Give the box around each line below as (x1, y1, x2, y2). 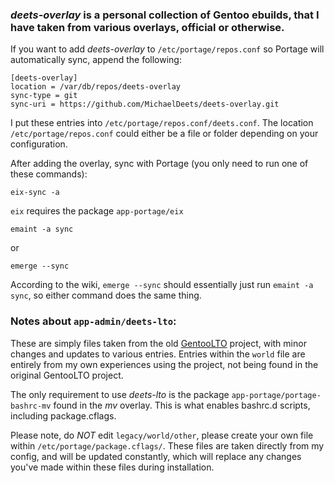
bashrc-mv (10, 401, 52, 411)
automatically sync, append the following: (10, 54, 182, 66)
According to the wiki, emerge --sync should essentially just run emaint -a (10, 279, 314, 291)
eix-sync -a (10, 188, 60, 198)
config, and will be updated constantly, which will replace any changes (10, 450, 302, 462)
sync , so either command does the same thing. (10, 289, 202, 302)
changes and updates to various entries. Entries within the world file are (10, 348, 306, 360)
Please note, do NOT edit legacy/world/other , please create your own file (10, 429, 314, 441)
